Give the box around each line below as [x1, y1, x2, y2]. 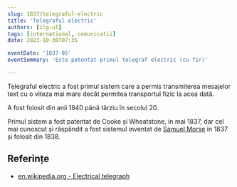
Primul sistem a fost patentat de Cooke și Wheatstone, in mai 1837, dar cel [7, 117, 224, 125]
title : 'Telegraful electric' [7, 17, 98, 24]
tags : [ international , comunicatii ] [7, 30, 116, 38]
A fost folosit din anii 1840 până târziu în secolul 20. [7, 103, 159, 112]
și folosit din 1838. [7, 132, 60, 141]
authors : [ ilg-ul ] [7, 23, 62, 31]
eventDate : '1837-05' [7, 50, 72, 57]
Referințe [7, 153, 50, 165]
